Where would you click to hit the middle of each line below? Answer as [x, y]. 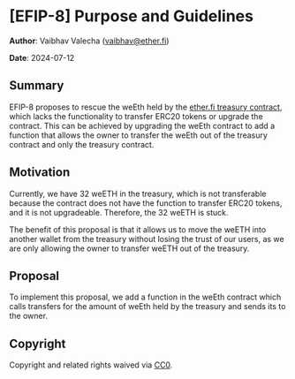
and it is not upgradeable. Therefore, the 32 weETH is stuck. [119, 212]
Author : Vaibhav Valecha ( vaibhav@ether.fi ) [89, 41]
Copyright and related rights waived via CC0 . [91, 365]
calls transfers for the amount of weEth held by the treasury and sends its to [147, 307]
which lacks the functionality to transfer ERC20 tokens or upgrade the [136, 116]
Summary [37, 86]
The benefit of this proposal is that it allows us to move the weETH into [138, 229]
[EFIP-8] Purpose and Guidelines [132, 16]
